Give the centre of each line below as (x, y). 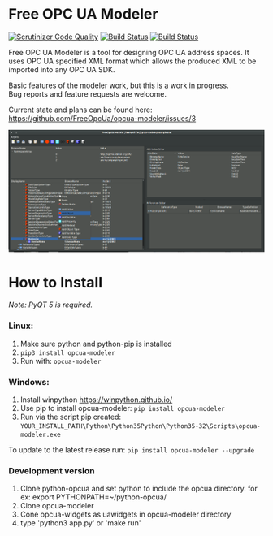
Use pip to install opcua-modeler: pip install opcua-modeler (122, 408)
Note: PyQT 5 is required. (51, 305)
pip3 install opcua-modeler (67, 353)
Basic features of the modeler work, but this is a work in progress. (119, 85)
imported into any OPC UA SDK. (62, 69)
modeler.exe (40, 434)
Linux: (21, 326)
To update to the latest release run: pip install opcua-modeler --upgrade (132, 450)
